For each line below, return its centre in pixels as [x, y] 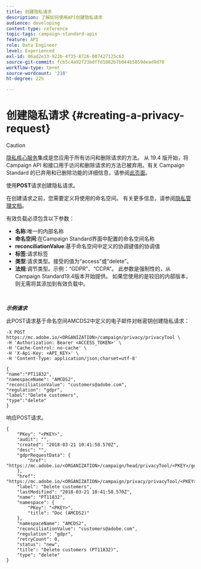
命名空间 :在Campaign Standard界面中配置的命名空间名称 [85, 239]
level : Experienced [31, 51]
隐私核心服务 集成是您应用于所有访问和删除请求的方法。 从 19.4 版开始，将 [97, 158]
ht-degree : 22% [25, 79]
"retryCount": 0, [39, 540]
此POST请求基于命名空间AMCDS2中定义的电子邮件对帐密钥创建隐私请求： [98, 321]
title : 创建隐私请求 [29, 12]
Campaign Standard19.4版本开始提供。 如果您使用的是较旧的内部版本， [103, 276]
